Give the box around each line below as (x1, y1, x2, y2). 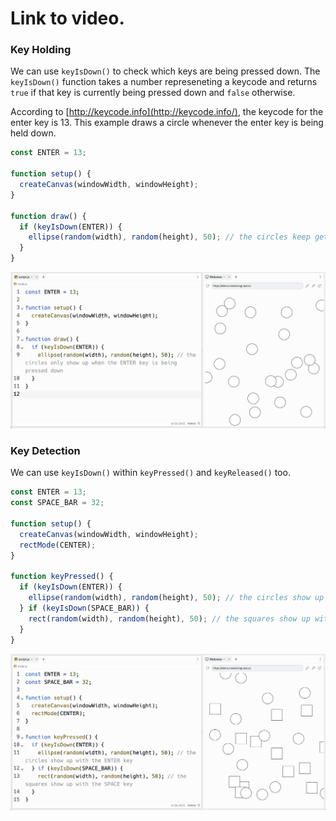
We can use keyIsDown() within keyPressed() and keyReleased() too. (10, 467, 291, 479)
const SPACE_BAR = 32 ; (10, 498, 105, 508)
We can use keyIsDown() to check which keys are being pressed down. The (10, 65, 321, 77)
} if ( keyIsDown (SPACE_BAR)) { (19, 603, 150, 614)
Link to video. (10, 7, 125, 30)
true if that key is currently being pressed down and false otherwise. (10, 87, 296, 99)
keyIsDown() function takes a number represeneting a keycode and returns (10, 76, 318, 88)
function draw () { (10, 211, 87, 221)
